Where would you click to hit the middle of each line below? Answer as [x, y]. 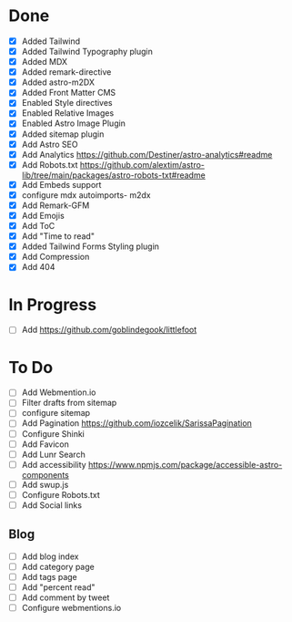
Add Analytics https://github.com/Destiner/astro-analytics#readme [147, 154]
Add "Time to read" [58, 236]
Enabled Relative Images [68, 113]
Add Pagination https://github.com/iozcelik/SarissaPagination [136, 423]
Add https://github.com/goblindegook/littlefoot [109, 330]
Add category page [58, 566]
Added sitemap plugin [63, 134]
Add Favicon [45, 444]
